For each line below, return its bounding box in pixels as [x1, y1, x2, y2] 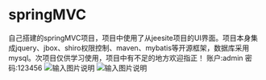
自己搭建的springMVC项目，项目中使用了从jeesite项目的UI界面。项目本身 [8, 33, 251, 42]
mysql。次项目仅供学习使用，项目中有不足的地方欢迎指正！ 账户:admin [8, 53, 243, 62]
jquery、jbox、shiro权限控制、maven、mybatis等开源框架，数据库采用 [15, 42, 250, 53]
